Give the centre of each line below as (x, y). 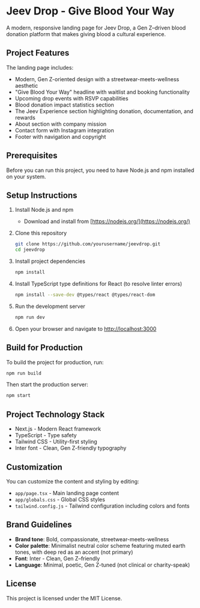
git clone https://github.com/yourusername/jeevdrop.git (88, 244)
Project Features (38, 53)
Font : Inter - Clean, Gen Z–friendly (57, 558)
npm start (19, 396)
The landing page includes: (40, 67)
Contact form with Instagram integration (64, 130)
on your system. (26, 176)
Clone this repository (41, 233)
